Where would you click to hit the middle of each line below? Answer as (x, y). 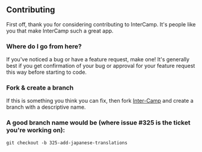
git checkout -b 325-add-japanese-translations (67, 143)
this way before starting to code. (47, 72)
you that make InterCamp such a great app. (60, 31)
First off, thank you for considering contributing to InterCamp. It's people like (101, 24)
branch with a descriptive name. (46, 107)
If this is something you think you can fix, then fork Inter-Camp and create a (100, 101)
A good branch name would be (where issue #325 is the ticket (98, 123)
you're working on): (35, 130)
